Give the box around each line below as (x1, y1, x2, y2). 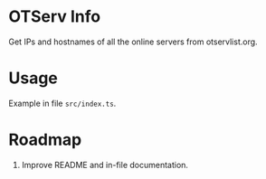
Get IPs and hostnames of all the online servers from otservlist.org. (8, 36, 259, 47)
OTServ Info (8, 6, 101, 27)
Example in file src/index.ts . (8, 98, 117, 108)
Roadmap (8, 129, 82, 150)
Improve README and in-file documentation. (21, 159, 189, 170)
